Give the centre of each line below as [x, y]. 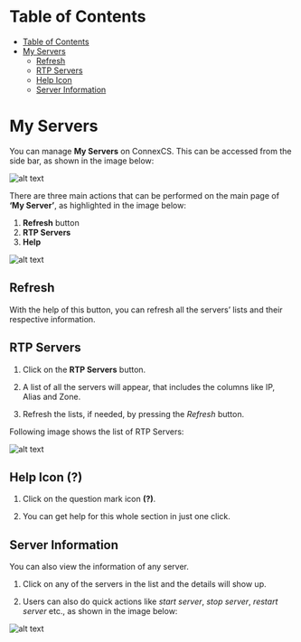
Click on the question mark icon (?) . [89, 499]
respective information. [53, 319]
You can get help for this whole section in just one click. [126, 516]
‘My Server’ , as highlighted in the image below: [98, 205]
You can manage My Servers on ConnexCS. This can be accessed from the [150, 151]
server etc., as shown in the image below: [100, 611]
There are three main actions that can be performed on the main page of [145, 195]
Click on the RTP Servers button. [84, 369]
